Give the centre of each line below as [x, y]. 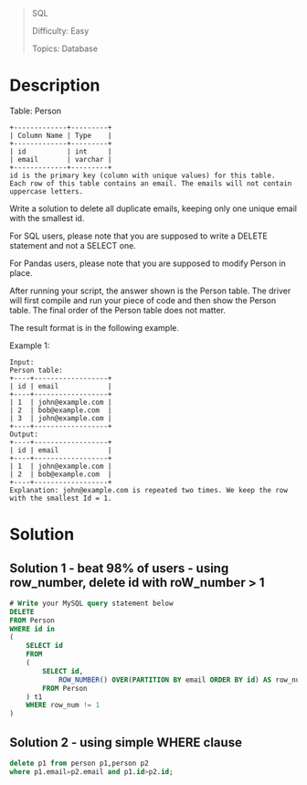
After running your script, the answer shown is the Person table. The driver [150, 291]
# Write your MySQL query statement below [91, 603]
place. [21, 272]
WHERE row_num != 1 [63, 705]
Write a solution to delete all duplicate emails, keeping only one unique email [153, 208]
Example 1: [30, 345]
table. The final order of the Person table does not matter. [118, 310]
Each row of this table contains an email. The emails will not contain [151, 183]
